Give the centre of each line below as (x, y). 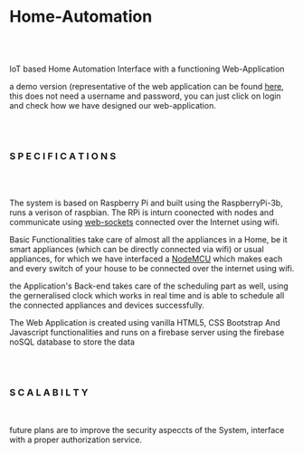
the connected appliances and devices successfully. (107, 306)
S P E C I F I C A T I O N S (63, 156)
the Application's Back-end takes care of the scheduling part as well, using (149, 286)
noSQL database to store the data (72, 342)
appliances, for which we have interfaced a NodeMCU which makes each (146, 259)
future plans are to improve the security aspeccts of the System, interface (147, 430)
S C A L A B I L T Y (49, 393)
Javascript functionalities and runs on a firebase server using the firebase (147, 333)
